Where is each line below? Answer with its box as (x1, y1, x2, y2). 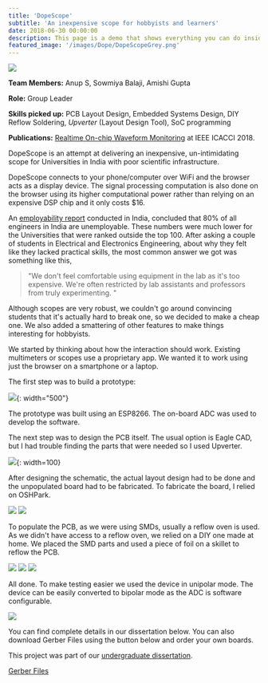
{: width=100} (16, 458, 61, 468)
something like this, (8, 256, 73, 266)
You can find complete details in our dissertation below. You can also (8, 627, 235, 637)
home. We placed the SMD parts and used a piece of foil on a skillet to (8, 539, 239, 549)
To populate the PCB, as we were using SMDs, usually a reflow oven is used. (8, 522, 260, 531)
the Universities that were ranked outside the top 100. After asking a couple (8, 231, 256, 240)
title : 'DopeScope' (8, 11, 73, 20)
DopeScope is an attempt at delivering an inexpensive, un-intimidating (8, 148, 239, 158)
